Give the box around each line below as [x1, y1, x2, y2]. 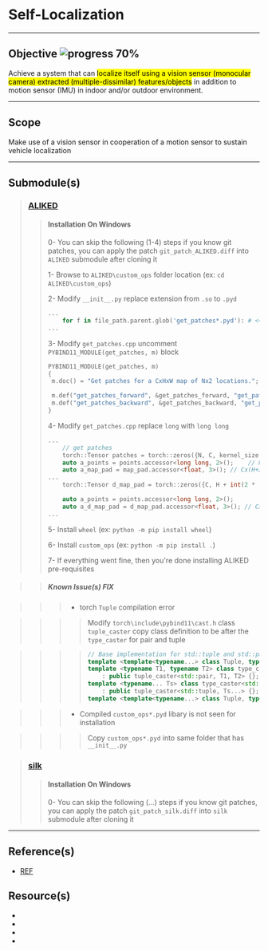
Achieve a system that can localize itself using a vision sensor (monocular [8, 68, 251, 77]
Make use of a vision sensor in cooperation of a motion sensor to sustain [8, 137, 247, 147]
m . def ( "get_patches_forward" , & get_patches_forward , [51, 392, 231, 400]
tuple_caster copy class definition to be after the [87, 626, 249, 636]
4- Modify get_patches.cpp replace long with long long [47, 420, 230, 430]
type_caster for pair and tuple [87, 634, 186, 644]
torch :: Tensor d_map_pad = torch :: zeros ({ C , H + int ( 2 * [62, 481, 255, 489]
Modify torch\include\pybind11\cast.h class [87, 618, 235, 627]
